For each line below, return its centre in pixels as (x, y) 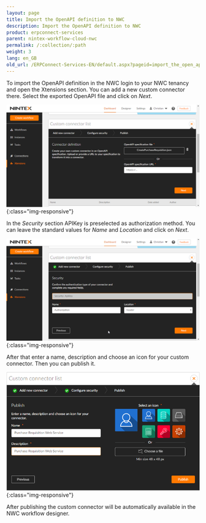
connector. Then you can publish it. (51, 364)
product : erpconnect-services (45, 32)
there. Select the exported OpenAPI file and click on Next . (79, 96)
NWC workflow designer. (38, 513)
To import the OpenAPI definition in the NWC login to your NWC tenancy (97, 83)
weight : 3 (19, 52)
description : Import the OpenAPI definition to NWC (74, 26)
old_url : (17, 64)
